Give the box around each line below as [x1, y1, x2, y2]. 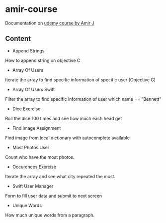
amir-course [5, 3, 58, 15]
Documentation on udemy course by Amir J [5, 20, 94, 26]
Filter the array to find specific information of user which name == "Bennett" [5, 96, 162, 102]
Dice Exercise [12, 106, 41, 112]
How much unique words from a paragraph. [5, 212, 95, 218]
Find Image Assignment [12, 125, 61, 131]
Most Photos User [12, 144, 50, 150]
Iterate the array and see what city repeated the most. [5, 173, 116, 179]
